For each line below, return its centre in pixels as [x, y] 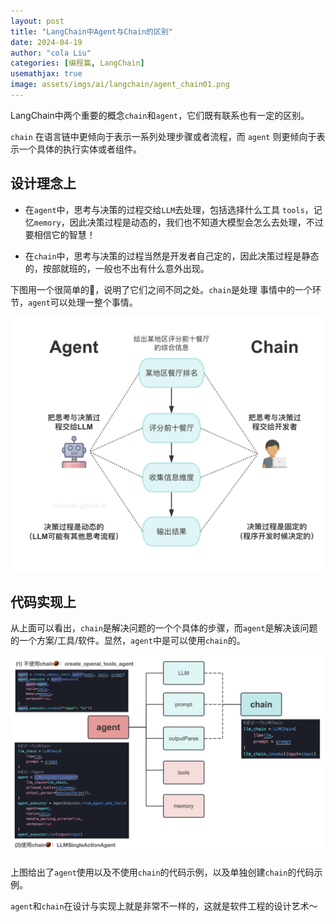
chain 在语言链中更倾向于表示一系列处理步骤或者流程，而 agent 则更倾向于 [163, 136]
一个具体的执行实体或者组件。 [80, 149]
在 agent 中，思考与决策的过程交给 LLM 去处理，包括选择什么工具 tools [164, 209]
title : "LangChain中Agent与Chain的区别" [91, 31]
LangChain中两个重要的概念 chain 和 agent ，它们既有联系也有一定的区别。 [160, 115]
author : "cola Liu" [51, 53]
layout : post [37, 21]
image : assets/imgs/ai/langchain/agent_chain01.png [120, 85]
